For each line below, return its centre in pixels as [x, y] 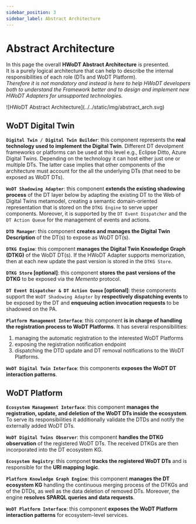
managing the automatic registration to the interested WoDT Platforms [99, 338]
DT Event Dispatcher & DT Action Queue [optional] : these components [91, 290]
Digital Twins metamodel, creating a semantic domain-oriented [82, 201]
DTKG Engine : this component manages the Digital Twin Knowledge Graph [96, 249]
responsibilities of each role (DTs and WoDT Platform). [72, 77]
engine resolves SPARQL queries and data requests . [71, 498]
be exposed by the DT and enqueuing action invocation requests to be [93, 303]
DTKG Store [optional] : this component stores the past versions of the [91, 273]
